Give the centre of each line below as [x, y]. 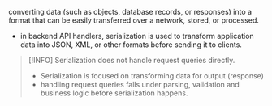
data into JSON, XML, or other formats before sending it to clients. [131, 45]
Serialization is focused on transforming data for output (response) [152, 76]
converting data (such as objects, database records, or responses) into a [130, 12]
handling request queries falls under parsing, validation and [140, 85]
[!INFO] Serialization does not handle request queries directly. [132, 60]
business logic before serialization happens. [114, 93]
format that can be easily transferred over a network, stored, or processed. [134, 20]
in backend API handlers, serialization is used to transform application [137, 36]
